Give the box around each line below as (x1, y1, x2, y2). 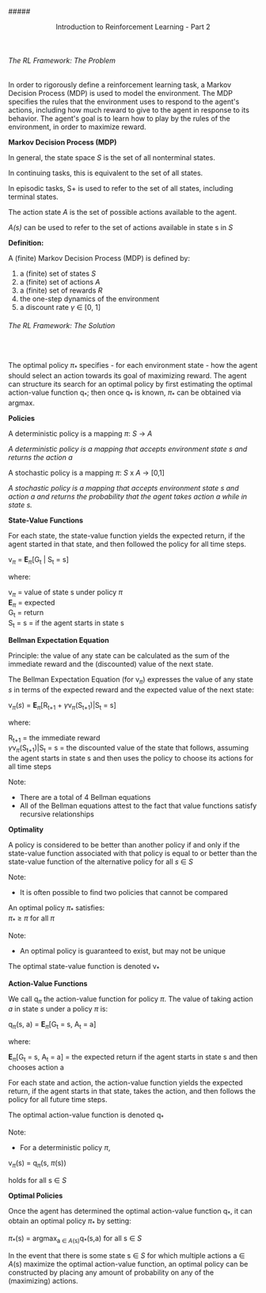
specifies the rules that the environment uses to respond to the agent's (8, 97, 240, 106)
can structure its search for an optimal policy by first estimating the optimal (8, 380, 253, 389)
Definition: (8, 238, 44, 248)
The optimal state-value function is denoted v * (8, 961, 160, 973)
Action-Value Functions (8, 978, 88, 988)
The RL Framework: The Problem (8, 55, 116, 65)
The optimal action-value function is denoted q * (8, 1110, 165, 1121)
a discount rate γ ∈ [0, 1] (19, 303, 101, 312)
